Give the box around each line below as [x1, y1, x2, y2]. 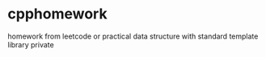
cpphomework [7, 5, 108, 23]
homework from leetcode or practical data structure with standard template [7, 31, 259, 41]
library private [7, 39, 54, 49]
